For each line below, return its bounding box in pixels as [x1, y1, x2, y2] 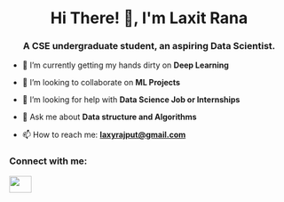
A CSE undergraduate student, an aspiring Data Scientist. [22, 40, 276, 53]
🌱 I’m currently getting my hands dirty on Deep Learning [21, 60, 229, 70]
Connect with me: [9, 155, 88, 167]
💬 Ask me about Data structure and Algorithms [21, 111, 197, 123]
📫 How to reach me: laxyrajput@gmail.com [21, 129, 186, 141]
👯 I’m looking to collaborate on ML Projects [21, 77, 180, 88]
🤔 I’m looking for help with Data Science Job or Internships [21, 94, 241, 105]
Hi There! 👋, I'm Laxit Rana [50, 8, 248, 28]
